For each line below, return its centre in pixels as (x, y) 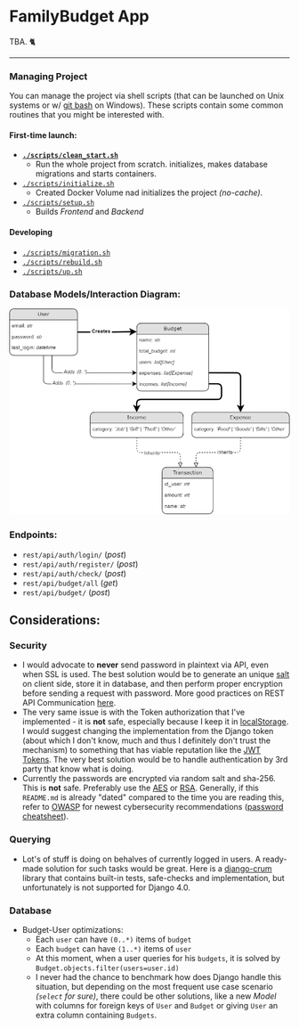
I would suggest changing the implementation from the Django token (148, 731)
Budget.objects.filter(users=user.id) (107, 968)
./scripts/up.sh (52, 272)
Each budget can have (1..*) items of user (113, 949)
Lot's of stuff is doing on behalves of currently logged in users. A (141, 859)
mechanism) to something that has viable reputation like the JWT (141, 750)
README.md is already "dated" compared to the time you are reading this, (153, 797)
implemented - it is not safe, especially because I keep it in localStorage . (155, 722)
